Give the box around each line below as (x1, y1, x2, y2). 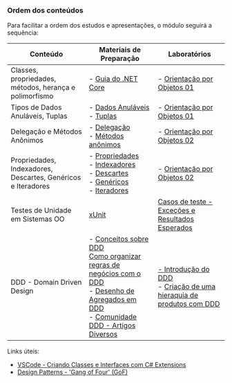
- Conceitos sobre (88, 234, 149, 244)
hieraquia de (157, 290, 199, 300)
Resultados (157, 214, 195, 224)
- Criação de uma (157, 282, 216, 292)
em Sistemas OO (10, 214, 65, 224)
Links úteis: (7, 347, 40, 355)
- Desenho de (88, 286, 135, 296)
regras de (88, 260, 121, 270)
